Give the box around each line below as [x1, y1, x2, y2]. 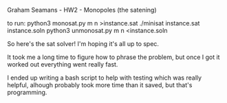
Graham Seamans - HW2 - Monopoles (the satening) [7, 6, 157, 14]
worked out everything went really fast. [7, 60, 118, 68]
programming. [7, 89, 47, 96]
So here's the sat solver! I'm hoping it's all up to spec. [7, 40, 160, 47]
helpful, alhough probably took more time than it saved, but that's [7, 81, 193, 89]
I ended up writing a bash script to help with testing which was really [7, 73, 202, 82]
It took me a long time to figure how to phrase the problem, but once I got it [7, 53, 220, 61]
